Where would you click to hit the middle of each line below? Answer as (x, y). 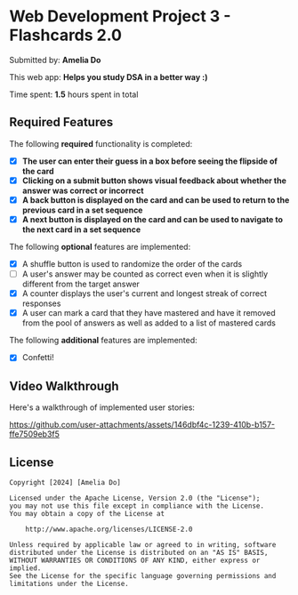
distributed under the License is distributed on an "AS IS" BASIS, (139, 552)
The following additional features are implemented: (103, 341)
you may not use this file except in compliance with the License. (137, 506)
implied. (25, 568)
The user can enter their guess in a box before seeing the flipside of (150, 161)
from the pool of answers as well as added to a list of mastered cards (149, 323)
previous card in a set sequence (82, 210)
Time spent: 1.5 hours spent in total (74, 94)
